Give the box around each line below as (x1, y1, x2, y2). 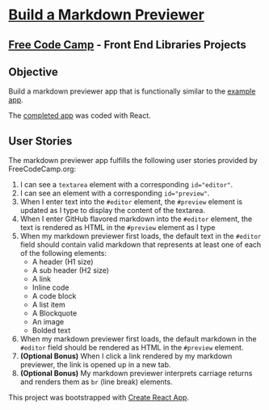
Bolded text (32, 325, 71, 336)
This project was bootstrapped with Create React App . (8, 393, 190, 403)
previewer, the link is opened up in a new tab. (19, 360, 171, 370)
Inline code (32, 282, 69, 292)
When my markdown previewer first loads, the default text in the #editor (19, 232, 262, 241)
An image (32, 317, 65, 327)
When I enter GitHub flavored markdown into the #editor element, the (19, 214, 253, 224)
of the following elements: (19, 249, 107, 258)
